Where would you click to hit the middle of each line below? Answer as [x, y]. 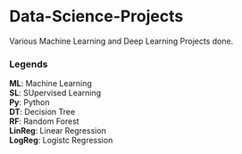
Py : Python [30, 102]
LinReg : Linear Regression [58, 131]
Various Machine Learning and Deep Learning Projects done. [121, 41]
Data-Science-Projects [96, 16]
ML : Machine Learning [50, 84]
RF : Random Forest [44, 121]
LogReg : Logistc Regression [61, 141]
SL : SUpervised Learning [55, 93]
